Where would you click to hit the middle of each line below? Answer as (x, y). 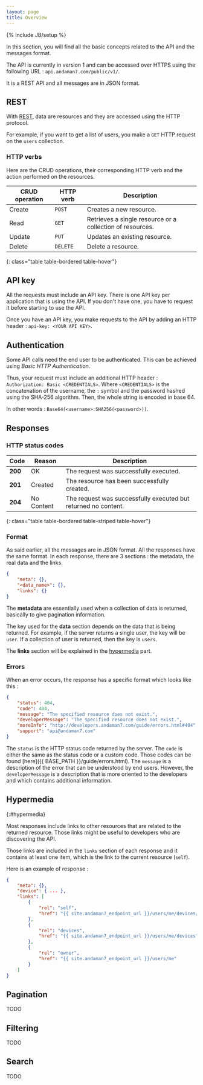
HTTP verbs (24, 157)
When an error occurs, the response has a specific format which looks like (99, 679)
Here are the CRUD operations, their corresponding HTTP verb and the (95, 170)
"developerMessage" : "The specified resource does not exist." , (100, 720)
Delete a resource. (113, 246)
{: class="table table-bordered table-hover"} (62, 261)
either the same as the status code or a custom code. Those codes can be (99, 755)
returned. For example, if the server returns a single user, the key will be (96, 633)
